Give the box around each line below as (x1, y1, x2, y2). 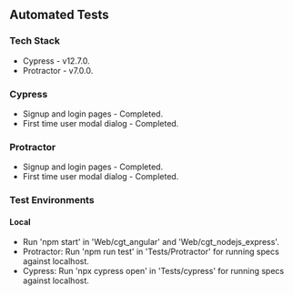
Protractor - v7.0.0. (22, 65, 94, 76)
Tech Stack (9, 35, 61, 47)
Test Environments (9, 194, 95, 207)
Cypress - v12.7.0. (22, 55, 91, 66)
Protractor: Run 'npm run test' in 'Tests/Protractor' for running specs (22, 246, 279, 258)
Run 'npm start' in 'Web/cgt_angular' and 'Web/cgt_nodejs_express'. (22, 237, 279, 248)
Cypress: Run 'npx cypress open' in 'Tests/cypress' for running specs (22, 266, 285, 277)
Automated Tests (9, 7, 109, 23)
